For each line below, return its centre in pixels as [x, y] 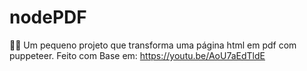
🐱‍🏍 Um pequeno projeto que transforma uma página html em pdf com [153, 45]
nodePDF [48, 17]
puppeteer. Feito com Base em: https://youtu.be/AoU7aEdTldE [137, 55]
